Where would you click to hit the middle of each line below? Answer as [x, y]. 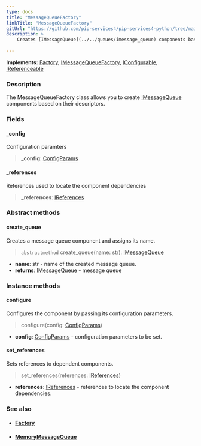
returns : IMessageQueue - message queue [68, 270]
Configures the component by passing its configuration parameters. [90, 313]
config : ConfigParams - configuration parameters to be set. [89, 336]
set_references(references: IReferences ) [71, 375]
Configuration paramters [36, 147]
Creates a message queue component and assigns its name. [81, 240]
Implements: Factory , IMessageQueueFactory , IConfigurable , [82, 62]
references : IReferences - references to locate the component [92, 387]
